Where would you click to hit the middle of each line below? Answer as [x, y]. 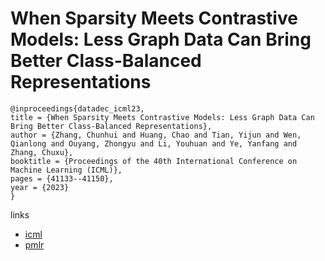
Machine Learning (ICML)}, [66, 170]
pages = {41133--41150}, [62, 178]
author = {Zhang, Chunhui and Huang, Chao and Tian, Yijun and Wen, [156, 135]
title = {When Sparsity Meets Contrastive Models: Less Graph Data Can [162, 117]
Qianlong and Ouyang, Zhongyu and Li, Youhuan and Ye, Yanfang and [154, 143]
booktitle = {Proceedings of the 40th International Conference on [154, 161]
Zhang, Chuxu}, [42, 152]
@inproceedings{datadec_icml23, [77, 108]
